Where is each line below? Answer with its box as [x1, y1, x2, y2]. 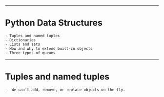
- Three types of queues [5, 50, 56, 55]
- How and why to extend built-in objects [5, 46, 93, 51]
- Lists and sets [5, 42, 41, 47]
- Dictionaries [5, 38, 36, 42]
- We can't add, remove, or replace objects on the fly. [5, 87, 125, 92]
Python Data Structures [5, 18, 102, 28]
